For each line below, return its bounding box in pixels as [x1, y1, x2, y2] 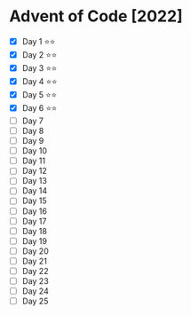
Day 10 [21, 146, 47, 156]
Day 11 [21, 155, 46, 166]
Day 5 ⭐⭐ [21, 89, 58, 99]
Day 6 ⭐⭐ [21, 102, 58, 113]
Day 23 [21, 275, 49, 286]
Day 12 [21, 166, 47, 177]
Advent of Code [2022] [9, 6, 184, 27]
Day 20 [21, 246, 49, 256]
